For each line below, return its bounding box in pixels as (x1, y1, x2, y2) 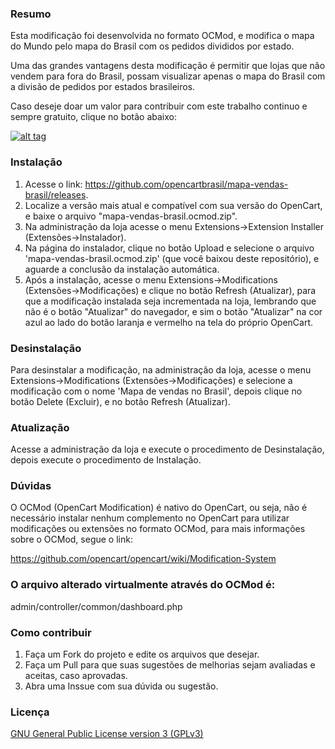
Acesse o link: (24, 178, 83, 190)
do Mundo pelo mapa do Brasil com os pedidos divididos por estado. (10, 40, 295, 52)
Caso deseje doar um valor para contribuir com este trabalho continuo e (10, 100, 308, 112)
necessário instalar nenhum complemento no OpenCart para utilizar (10, 512, 290, 524)
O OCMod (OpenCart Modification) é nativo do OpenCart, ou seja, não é (10, 502, 308, 514)
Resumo (10, 7, 52, 21)
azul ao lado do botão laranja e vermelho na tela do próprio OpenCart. (24, 316, 314, 328)
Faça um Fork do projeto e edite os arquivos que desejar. (24, 648, 260, 661)
